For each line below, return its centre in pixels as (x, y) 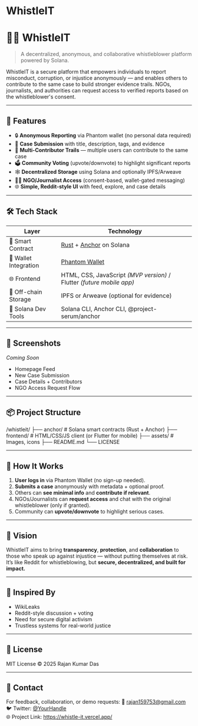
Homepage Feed (35, 369)
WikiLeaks (27, 606)
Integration (24, 265)
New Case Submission (42, 375)
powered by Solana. (45, 61)
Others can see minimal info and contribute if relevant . (82, 493)
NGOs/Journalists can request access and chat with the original (93, 499)
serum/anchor (80, 316)
